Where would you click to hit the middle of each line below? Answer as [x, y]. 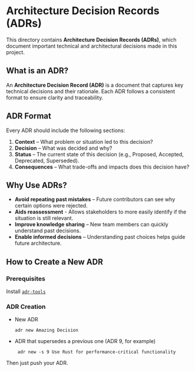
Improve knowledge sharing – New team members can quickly [92, 225]
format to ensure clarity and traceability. [55, 97]
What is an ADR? [37, 71]
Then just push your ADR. [37, 363]
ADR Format [29, 116]
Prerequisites [26, 278]
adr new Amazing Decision [46, 330]
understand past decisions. [48, 231]
